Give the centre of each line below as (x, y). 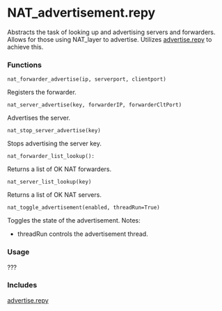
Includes (22, 285)
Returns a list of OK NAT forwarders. (60, 169)
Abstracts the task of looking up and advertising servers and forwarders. (111, 32)
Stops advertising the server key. (55, 143)
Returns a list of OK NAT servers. (55, 195)
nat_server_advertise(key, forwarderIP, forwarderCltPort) (95, 105)
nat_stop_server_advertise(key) (54, 131)
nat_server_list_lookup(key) (49, 182)
